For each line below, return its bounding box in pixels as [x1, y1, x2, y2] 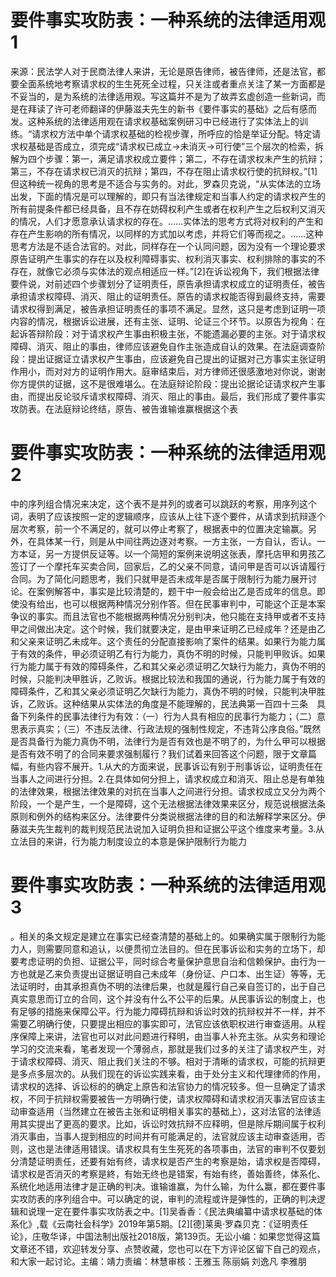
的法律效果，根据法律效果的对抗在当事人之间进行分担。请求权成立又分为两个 [10, 785, 326, 797]
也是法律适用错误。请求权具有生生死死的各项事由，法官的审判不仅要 [36, 1142, 317, 1155]
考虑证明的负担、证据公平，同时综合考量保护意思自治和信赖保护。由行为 [18, 955, 317, 967]
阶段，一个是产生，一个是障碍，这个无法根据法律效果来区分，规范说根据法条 [10, 797, 326, 810]
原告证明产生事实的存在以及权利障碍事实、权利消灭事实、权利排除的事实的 [10, 252, 317, 265]
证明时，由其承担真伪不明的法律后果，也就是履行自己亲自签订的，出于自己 [18, 980, 326, 992]
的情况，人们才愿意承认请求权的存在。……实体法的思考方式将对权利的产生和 [10, 215, 324, 227]
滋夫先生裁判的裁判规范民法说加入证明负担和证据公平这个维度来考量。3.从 [18, 822, 325, 835]
